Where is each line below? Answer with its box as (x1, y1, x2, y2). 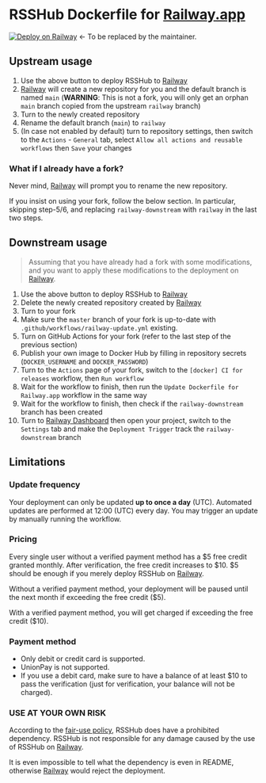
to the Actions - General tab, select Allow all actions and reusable (20, 135, 243, 144)
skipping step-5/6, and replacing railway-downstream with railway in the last (9, 204, 257, 215)
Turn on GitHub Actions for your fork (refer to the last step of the (20, 331, 232, 341)
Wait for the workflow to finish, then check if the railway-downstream (20, 399, 244, 408)
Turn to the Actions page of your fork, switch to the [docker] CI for (20, 365, 244, 374)
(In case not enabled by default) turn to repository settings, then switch (20, 126, 253, 136)
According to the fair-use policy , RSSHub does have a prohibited (9, 725, 220, 735)
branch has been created (20, 407, 103, 417)
